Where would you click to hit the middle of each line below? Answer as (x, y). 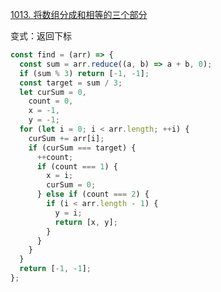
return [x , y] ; (86, 222)
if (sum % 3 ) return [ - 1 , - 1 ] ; (84, 73)
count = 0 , (51, 101)
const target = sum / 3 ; (71, 83)
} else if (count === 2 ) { (93, 194)
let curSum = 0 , (53, 92)
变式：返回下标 (41, 36)
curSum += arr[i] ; (66, 138)
